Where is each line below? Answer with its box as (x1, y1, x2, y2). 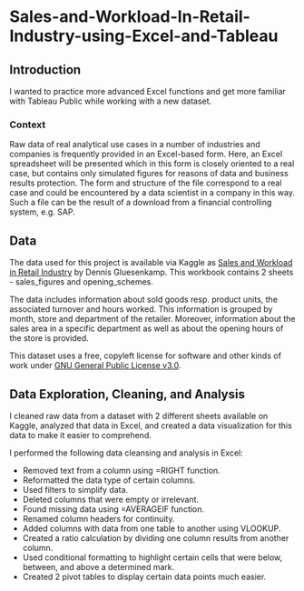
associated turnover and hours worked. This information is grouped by (9, 304, 273, 315)
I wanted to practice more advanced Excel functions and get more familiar (9, 86, 286, 96)
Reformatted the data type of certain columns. (22, 475, 196, 486)
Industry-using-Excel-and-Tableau (9, 25, 279, 46)
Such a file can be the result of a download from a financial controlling (9, 197, 272, 208)
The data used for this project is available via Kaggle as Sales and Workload (9, 257, 293, 268)
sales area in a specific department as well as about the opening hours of (9, 323, 284, 334)
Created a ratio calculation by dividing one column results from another (22, 532, 289, 543)
